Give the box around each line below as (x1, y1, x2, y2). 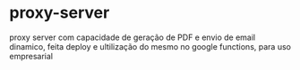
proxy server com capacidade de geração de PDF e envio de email (9, 32, 256, 43)
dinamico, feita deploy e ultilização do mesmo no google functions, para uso (9, 41, 291, 51)
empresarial (9, 51, 54, 61)
